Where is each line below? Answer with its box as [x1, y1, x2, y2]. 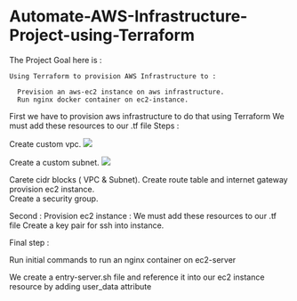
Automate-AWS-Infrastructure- [9, 6, 248, 27]
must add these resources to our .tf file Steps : [9, 120, 180, 131]
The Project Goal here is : [9, 54, 102, 65]
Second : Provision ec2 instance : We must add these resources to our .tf [9, 210, 277, 221]
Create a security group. [9, 193, 99, 204]
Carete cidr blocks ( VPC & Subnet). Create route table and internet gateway [9, 174, 288, 184]
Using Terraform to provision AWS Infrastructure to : [9, 71, 217, 81]
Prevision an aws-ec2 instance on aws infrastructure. [17, 87, 225, 96]
